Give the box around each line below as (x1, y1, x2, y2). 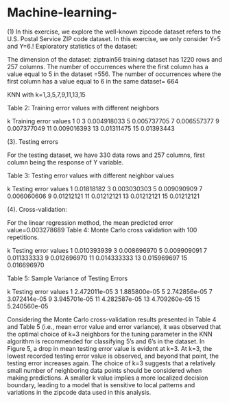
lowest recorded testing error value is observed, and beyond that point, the (7, 352, 219, 360)
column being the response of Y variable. (7, 158, 124, 166)
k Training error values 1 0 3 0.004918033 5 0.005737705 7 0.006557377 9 (7, 117, 219, 125)
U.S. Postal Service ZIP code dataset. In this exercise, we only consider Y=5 (7, 34, 221, 42)
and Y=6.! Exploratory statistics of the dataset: (7, 42, 138, 50)
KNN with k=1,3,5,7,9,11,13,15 (7, 90, 86, 99)
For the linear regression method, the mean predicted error (7, 218, 173, 227)
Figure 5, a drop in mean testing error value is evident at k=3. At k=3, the (7, 344, 213, 352)
